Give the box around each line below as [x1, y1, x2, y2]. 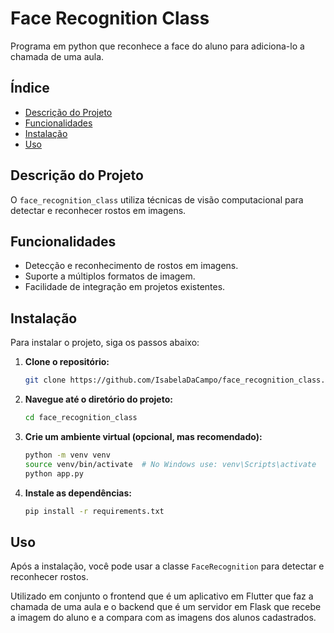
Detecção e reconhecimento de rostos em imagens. [24, 260, 239, 272]
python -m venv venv [24, 450, 111, 460]
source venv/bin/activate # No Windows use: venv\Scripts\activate [24, 459, 317, 469]
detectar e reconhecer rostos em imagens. [10, 204, 187, 216]
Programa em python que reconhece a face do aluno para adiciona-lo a [10, 40, 305, 52]
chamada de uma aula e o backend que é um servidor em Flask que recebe [10, 601, 322, 613]
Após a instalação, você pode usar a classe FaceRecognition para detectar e [10, 560, 325, 572]
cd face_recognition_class [24, 413, 138, 423]
